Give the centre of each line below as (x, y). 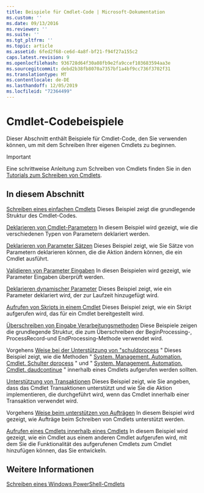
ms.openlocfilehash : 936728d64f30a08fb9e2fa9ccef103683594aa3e (89, 63)
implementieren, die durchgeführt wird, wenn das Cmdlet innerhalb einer (98, 394)
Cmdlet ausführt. (27, 258)
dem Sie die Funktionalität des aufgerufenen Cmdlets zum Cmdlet (89, 444)
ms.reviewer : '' (27, 29)
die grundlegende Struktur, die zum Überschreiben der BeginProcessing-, (99, 332)
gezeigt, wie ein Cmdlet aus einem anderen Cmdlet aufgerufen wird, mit (97, 437)
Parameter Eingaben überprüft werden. (56, 277)
